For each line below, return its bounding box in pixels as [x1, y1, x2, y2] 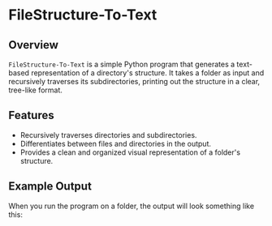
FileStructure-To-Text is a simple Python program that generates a [8, 59, 235, 69]
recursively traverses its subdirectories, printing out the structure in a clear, [8, 77, 261, 86]
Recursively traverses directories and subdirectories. [19, 130, 197, 139]
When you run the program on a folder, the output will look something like [8, 201, 254, 211]
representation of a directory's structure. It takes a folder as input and [31, 68, 265, 78]
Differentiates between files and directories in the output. [19, 139, 212, 148]
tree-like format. [8, 85, 63, 95]
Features [8, 109, 54, 122]
